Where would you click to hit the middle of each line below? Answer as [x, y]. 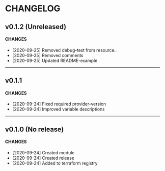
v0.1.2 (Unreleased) [36, 27]
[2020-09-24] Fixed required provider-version [59, 104]
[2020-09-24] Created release [43, 158]
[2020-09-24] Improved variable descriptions [58, 109]
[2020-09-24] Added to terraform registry [55, 163]
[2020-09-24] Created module [43, 152]
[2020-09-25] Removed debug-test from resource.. [64, 50]
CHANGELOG [33, 9]
